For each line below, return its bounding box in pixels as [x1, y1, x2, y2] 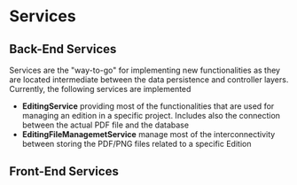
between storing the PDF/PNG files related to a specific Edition [21, 139, 252, 149]
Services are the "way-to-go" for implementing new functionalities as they [9, 65, 281, 75]
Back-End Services [9, 42, 117, 57]
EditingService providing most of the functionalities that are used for [21, 101, 275, 112]
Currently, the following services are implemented [9, 84, 191, 94]
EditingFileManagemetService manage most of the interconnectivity [21, 129, 276, 139]
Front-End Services [9, 164, 120, 179]
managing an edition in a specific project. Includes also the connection [21, 111, 281, 120]
